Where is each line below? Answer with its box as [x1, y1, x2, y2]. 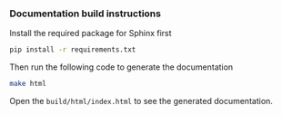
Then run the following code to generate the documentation [9, 62, 234, 72]
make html [9, 80, 47, 89]
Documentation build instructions [9, 7, 162, 20]
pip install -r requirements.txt [9, 45, 136, 54]
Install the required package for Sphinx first [9, 28, 172, 39]
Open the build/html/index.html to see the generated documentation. [9, 96, 273, 107]
